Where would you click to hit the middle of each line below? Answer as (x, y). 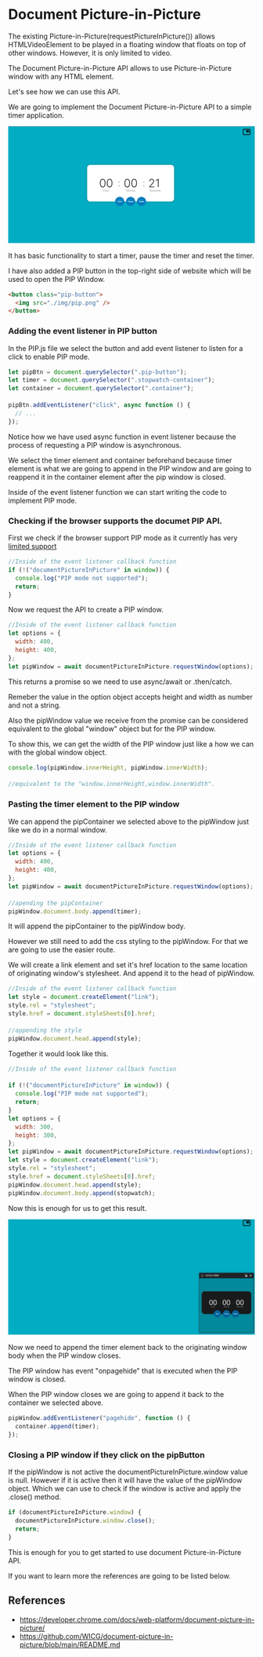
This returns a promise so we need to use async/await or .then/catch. (120, 682)
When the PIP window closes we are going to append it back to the (116, 1395)
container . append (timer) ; (58, 1427)
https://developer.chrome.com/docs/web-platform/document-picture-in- (137, 1619)
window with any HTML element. (61, 76)
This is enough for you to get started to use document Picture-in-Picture (125, 1552)
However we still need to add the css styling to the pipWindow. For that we (128, 942)
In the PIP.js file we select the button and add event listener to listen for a (126, 348)
